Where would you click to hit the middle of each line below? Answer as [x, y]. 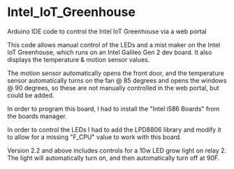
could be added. [31, 95]
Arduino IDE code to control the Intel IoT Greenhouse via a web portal [107, 31]
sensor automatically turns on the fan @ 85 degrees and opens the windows [117, 80]
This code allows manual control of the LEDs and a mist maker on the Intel [114, 45]
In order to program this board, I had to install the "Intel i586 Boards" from [114, 108]
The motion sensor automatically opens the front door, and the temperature [116, 73]
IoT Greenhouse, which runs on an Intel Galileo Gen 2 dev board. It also [110, 52]
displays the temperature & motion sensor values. [79, 59]
